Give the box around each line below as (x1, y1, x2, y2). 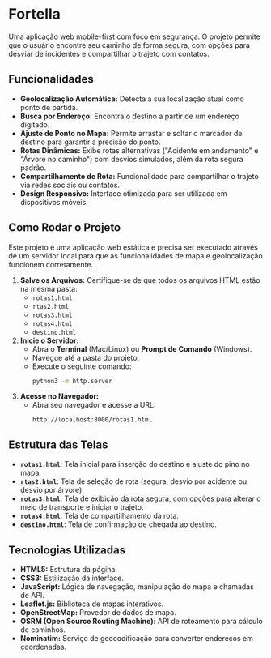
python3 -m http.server (32, 377, 113, 385)
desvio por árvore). (19, 485, 85, 495)
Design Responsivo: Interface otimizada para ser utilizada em (19, 188, 227, 199)
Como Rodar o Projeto (8, 220, 121, 235)
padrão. (19, 163, 47, 173)
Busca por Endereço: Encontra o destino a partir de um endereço (19, 111, 240, 121)
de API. (19, 591, 44, 600)
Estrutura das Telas (8, 438, 108, 451)
